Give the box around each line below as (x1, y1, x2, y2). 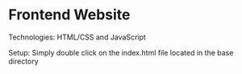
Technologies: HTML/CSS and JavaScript (8, 32, 147, 42)
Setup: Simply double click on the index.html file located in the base (8, 47, 234, 57)
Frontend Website (8, 6, 131, 24)
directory (8, 56, 39, 66)
